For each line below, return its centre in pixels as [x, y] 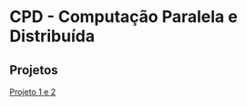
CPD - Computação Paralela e [124, 17]
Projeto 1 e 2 [33, 92]
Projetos [34, 70]
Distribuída [52, 36]
